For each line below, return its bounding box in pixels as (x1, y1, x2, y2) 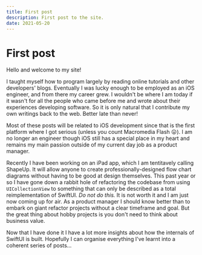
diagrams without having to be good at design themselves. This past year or (6, 172, 196, 179)
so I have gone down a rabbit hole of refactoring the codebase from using (6, 179, 191, 186)
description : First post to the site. (6, 15, 104, 21)
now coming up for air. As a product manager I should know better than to (6, 198, 191, 205)
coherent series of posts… (6, 242, 72, 249)
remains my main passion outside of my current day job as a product (6, 141, 177, 148)
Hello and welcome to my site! (6, 66, 82, 73)
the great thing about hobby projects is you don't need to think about (6, 211, 178, 218)
